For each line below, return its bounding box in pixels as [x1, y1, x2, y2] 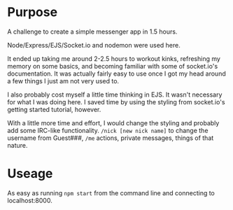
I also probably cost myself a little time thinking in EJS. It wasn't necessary [7, 90, 223, 99]
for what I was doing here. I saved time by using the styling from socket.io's [7, 97, 225, 106]
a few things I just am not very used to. [7, 76, 120, 85]
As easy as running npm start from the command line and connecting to [7, 188, 216, 197]
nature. [7, 141, 28, 149]
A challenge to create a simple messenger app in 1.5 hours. [7, 27, 178, 36]
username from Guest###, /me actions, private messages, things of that [7, 134, 214, 142]
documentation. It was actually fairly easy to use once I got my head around [7, 69, 226, 78]
